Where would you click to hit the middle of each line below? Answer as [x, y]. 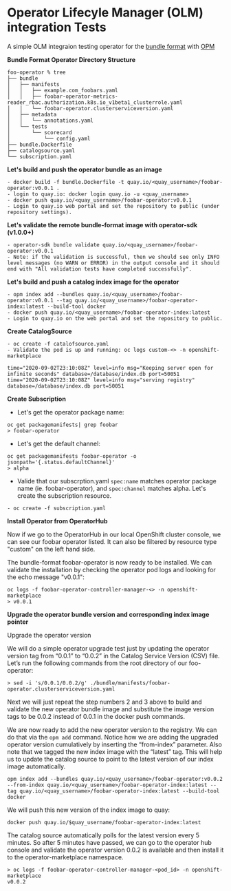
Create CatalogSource [40, 331]
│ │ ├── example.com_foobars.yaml [63, 90]
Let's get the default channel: [59, 443]
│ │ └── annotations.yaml [51, 120]
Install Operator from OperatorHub [57, 521]
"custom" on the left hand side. [51, 549]
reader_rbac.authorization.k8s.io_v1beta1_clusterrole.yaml [95, 102]
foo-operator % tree [37, 72]
